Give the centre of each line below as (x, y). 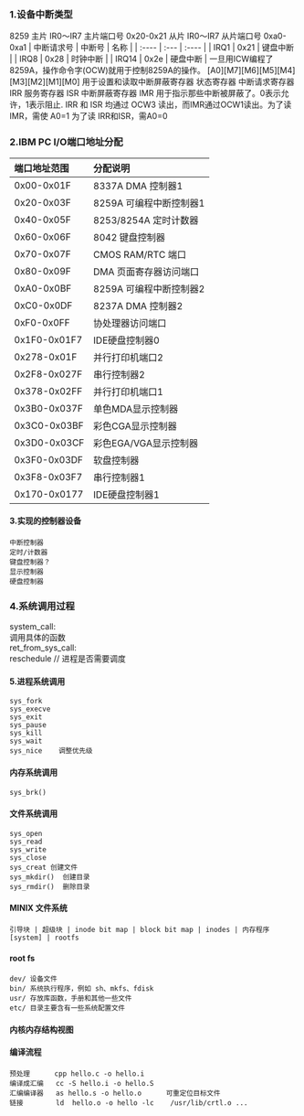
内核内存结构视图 (42, 1029)
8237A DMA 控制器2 (138, 306)
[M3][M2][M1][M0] (45, 82)
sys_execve (30, 709)
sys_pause (28, 725)
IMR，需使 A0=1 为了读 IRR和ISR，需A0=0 (89, 116)
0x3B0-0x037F (49, 408)
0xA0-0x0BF (43, 288)
